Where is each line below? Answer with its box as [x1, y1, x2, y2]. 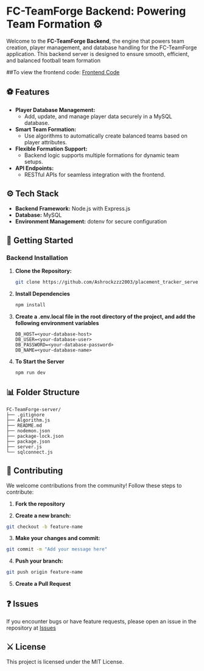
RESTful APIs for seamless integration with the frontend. [24, 170, 166, 178]
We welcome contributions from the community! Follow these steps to [6, 482, 182, 489]
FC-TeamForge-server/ [6, 406, 62, 412]
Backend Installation [6, 253, 68, 262]
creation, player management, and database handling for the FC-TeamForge [6, 44, 197, 51]
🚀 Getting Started [6, 235, 74, 245]
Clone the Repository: [15, 267, 72, 275]
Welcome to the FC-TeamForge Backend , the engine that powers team [6, 37, 185, 44]
